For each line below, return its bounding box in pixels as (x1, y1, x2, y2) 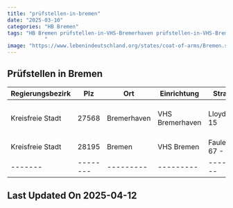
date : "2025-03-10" (7, 17, 64, 24)
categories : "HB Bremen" (7, 23, 79, 30)
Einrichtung (159, 88, 200, 98)
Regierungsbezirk (10, 88, 71, 98)
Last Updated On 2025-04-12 (7, 190, 137, 202)
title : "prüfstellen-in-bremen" (7, 10, 101, 17)
